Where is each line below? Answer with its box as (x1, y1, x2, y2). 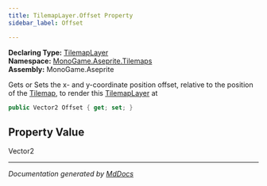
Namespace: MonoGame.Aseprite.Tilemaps (8, 56, 153, 66)
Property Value (8, 125, 85, 139)
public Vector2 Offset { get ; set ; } (8, 104, 133, 112)
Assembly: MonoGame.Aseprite (8, 64, 114, 74)
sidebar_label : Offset (8, 19, 83, 27)
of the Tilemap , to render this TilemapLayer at (8, 88, 158, 97)
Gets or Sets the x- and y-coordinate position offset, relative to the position (8, 80, 253, 89)
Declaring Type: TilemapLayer (8, 47, 109, 57)
